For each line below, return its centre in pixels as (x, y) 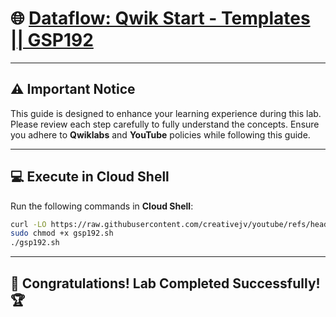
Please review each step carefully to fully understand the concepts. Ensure (165, 124)
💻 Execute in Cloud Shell (90, 177)
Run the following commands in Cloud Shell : (102, 206)
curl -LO (28, 224)
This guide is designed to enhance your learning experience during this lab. (166, 113)
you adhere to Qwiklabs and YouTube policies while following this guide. (160, 134)
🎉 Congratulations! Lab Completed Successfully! (165, 283)
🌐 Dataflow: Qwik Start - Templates (160, 18)
